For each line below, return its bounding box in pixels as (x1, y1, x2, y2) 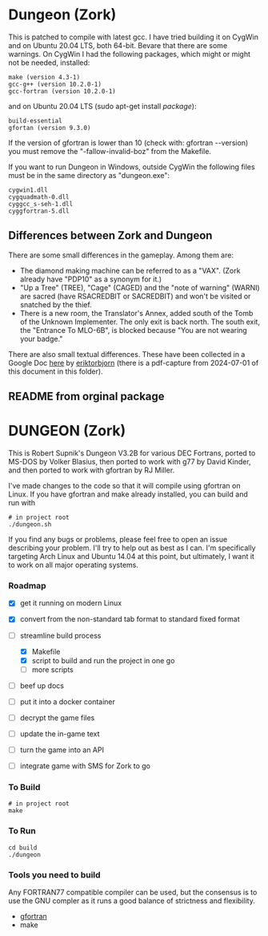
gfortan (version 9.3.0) (8, 124, 91, 132)
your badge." (19, 334, 63, 343)
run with (8, 498, 36, 508)
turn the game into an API (19, 745, 104, 755)
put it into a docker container (19, 696, 116, 707)
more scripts (31, 664, 74, 675)
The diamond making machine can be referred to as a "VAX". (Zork (19, 265, 241, 275)
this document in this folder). (8, 367, 103, 376)
